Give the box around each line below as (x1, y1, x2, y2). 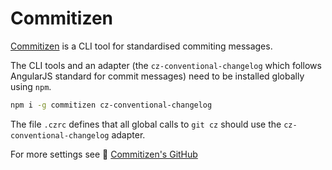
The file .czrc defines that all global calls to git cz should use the (10, 118, 282, 130)
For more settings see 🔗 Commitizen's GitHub (10, 148, 198, 160)
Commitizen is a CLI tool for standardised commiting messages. (10, 40, 273, 52)
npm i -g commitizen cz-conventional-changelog (10, 100, 213, 110)
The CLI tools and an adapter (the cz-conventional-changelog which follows (10, 59, 322, 71)
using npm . (10, 80, 52, 92)
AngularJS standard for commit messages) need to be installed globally (10, 70, 305, 82)
